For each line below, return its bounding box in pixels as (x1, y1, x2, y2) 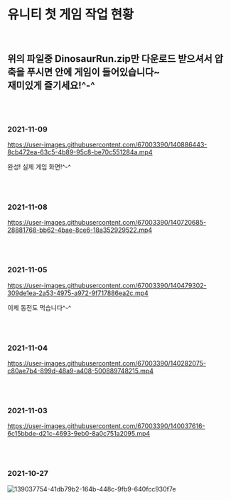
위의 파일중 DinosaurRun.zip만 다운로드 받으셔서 (7, 53, 213, 65)
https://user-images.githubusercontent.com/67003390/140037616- (7, 422, 205, 430)
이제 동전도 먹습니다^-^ (7, 303, 72, 312)
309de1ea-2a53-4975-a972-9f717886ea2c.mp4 (7, 289, 149, 297)
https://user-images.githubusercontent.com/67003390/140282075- (7, 358, 206, 367)
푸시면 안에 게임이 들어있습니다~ (26, 66, 161, 78)
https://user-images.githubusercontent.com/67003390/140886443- (7, 140, 208, 149)
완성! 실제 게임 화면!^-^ (7, 163, 71, 171)
